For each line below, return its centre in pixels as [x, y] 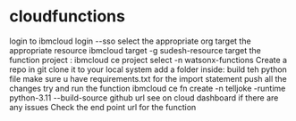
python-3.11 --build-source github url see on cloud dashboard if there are [144, 97]
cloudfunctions [67, 16]
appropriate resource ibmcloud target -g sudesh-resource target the [135, 50]
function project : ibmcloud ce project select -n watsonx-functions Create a [148, 60]
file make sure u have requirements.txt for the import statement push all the [148, 78]
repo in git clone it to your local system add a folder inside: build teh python [148, 69]
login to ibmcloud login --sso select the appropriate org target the [131, 41]
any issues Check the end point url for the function [103, 107]
